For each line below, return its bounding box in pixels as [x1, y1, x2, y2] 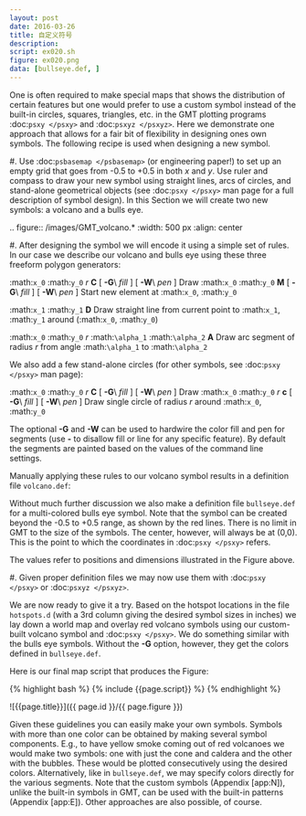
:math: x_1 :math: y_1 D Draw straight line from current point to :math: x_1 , [9, 303, 280, 315]
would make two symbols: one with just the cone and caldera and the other [9, 747, 292, 758]
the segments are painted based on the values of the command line [9, 442, 264, 453]
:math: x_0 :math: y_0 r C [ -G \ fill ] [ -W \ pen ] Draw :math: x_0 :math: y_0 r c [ [9, 386, 292, 397]
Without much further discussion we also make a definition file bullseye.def [9, 497, 296, 508]
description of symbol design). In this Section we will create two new [9, 194, 269, 206]
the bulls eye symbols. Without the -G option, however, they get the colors [9, 638, 290, 649]
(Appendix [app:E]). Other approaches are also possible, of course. [9, 796, 263, 807]
